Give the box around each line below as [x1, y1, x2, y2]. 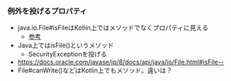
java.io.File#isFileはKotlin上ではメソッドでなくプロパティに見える [17, 23, 209, 32]
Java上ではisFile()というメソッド [17, 41, 114, 50]
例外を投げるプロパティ [7, 6, 87, 15]
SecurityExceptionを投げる [28, 50, 107, 58]
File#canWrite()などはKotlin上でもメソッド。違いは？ [17, 66, 173, 75]
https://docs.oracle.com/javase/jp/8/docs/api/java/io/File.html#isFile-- [17, 58, 224, 66]
